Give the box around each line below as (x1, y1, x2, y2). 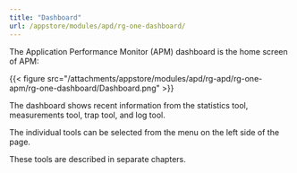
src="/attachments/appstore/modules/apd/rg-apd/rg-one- (47, 73, 263, 83)
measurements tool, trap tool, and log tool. (9, 109, 165, 120)
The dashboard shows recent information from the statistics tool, (9, 99, 249, 110)
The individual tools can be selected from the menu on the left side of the (9, 126, 280, 137)
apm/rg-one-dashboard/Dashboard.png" (9, 82, 160, 93)
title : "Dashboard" (9, 13, 82, 22)
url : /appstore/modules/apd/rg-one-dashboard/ (9, 22, 186, 30)
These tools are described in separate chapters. (9, 153, 186, 164)
